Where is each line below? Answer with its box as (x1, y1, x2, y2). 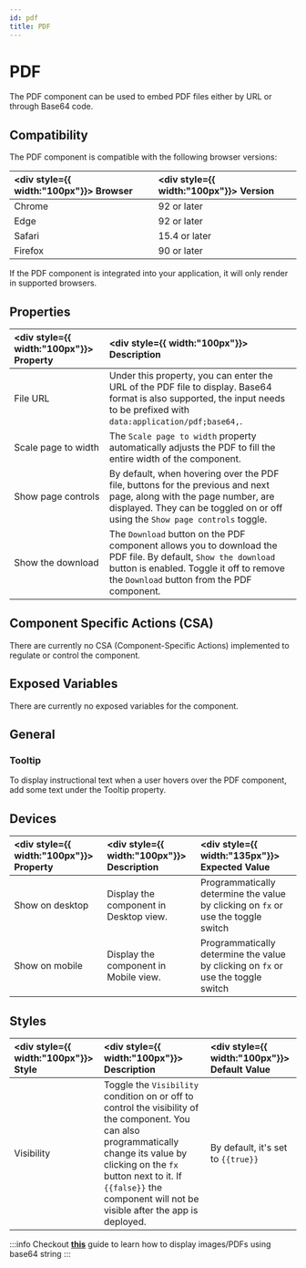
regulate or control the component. (9, 650, 141, 660)
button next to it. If (103, 1169, 182, 1182)
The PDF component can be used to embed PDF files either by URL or (9, 91, 272, 102)
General (9, 727, 56, 743)
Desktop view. (107, 910, 168, 923)
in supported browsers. (9, 277, 97, 288)
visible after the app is (103, 1204, 199, 1216)
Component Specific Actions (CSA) (9, 616, 214, 631)
